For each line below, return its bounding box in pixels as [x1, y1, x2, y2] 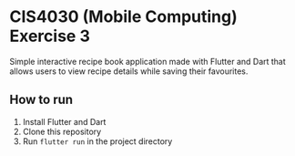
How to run [9, 92, 74, 108]
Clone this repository [22, 126, 102, 137]
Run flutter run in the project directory [22, 135, 173, 147]
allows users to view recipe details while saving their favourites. [9, 66, 249, 77]
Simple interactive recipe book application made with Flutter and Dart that [9, 56, 287, 67]
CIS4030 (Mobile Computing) [9, 6, 239, 27]
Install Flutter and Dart [22, 116, 107, 127]
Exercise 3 [9, 26, 91, 47]
